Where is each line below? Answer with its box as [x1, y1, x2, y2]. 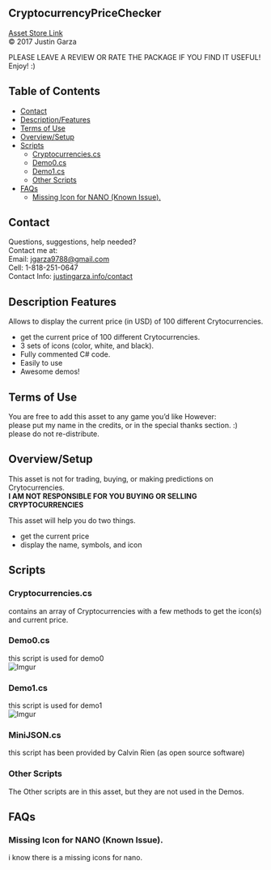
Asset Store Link [8, 28, 63, 37]
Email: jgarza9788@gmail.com [8, 255, 110, 264]
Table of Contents [8, 84, 101, 98]
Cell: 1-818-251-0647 [8, 263, 78, 272]
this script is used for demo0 [8, 653, 104, 663]
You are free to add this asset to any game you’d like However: [8, 412, 217, 422]
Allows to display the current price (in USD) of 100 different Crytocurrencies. [8, 316, 264, 327]
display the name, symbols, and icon [19, 539, 142, 550]
